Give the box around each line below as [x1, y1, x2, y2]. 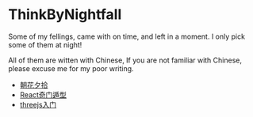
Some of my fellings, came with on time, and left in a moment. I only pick [8, 32, 246, 41]
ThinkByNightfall [8, 6, 122, 24]
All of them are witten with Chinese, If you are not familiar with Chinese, [8, 55, 243, 65]
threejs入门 [19, 100, 57, 109]
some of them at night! [8, 40, 82, 49]
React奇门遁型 [19, 89, 67, 100]
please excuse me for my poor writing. [8, 63, 134, 73]
